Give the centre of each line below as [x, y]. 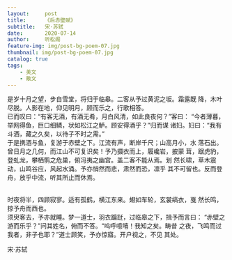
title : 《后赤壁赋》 [42, 20]
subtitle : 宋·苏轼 [36, 26]
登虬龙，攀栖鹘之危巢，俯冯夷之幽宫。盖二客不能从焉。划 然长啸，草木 [109, 160]
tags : [15, 66]
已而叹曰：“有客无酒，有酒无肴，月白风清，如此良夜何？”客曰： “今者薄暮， [116, 116]
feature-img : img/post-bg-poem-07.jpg [63, 46]
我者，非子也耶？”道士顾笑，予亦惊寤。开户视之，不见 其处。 [95, 235]
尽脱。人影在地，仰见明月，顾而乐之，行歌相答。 [77, 108]
